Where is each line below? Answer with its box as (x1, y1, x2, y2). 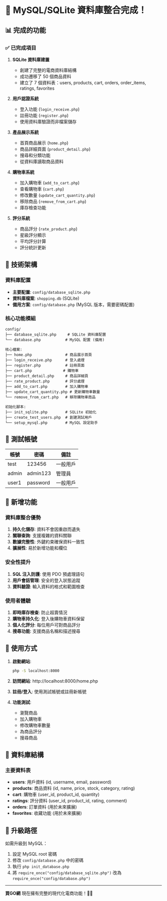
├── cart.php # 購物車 (5, 368, 79, 373)
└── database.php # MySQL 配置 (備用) (5, 337, 105, 342)
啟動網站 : (12, 658, 31, 664)
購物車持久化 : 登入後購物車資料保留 (12, 615, 85, 621)
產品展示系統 (12, 129, 39, 135)
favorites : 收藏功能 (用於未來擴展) (12, 810, 82, 816)
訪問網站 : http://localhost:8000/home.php (12, 678, 98, 684)
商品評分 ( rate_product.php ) (19, 225, 78, 232)
